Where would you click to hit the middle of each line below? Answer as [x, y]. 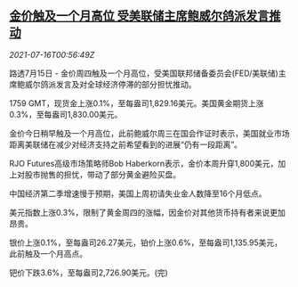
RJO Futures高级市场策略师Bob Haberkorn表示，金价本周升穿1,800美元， [144, 163]
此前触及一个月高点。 [48, 253]
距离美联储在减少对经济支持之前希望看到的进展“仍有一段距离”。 [126, 144]
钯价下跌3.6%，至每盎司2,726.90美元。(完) [89, 272]
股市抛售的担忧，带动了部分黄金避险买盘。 [102, 174]
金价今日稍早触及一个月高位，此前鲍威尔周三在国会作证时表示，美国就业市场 [149, 133]
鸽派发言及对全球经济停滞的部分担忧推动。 [118, 84]
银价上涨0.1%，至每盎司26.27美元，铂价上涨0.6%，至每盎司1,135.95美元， [146, 242]
